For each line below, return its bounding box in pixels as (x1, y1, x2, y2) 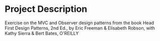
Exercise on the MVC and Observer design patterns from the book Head (5, 20, 154, 26)
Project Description (5, 3, 88, 15)
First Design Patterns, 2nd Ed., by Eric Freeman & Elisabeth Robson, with (5, 25, 155, 31)
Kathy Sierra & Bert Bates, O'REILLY (5, 30, 79, 36)
